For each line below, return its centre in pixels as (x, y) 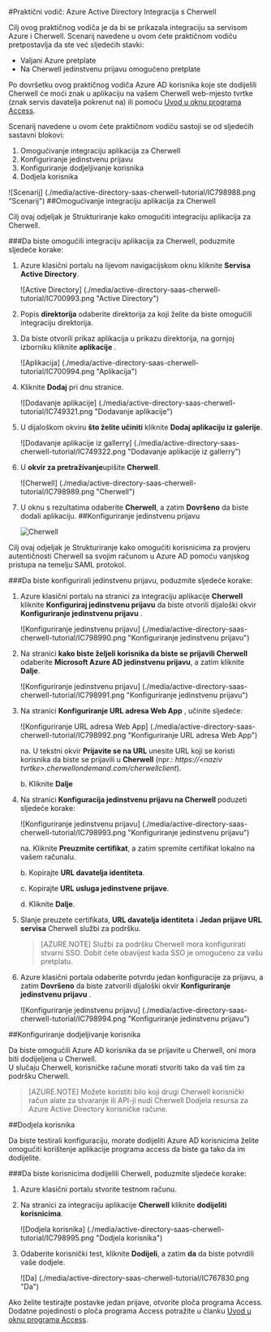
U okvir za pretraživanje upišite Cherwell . (90, 467)
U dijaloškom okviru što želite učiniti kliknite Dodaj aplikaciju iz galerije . (141, 427)
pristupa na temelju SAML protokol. (67, 565)
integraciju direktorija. (56, 323)
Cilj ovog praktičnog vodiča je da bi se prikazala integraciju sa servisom (128, 27)
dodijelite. (25, 1157)
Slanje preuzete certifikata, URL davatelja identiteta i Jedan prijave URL (141, 920)
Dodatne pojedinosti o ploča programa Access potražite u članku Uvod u (130, 1311)
